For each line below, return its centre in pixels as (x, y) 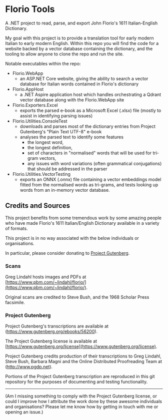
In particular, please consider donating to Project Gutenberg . (67, 253)
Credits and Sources (38, 206)
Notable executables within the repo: (43, 63)
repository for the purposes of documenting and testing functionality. (76, 382)
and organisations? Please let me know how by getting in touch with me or (82, 407)
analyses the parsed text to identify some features (72, 137)
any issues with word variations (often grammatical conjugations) (94, 163)
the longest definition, (50, 147)
